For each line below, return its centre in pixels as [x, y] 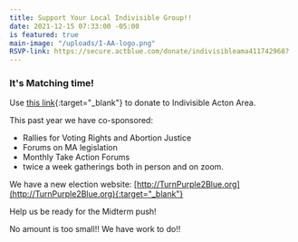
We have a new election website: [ [73, 184]
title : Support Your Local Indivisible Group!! [101, 18]
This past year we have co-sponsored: [82, 121]
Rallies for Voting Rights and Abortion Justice [107, 138]
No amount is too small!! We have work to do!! [95, 229]
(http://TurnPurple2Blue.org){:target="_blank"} [96, 194]
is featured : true [44, 34]
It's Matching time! [52, 83]
